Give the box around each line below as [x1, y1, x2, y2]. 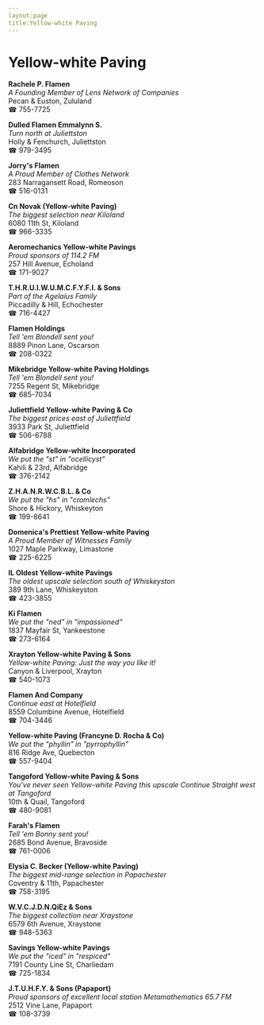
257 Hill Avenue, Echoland [8, 259, 94, 269]
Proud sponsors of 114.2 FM [8, 251, 100, 261]
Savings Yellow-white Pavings [8, 943, 110, 953]
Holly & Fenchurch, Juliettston [8, 137, 107, 147]
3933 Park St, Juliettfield [8, 422, 90, 431]
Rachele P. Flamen [8, 79, 71, 89]
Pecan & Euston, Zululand [8, 96, 93, 106]
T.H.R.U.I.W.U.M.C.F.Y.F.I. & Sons [8, 283, 121, 292]
